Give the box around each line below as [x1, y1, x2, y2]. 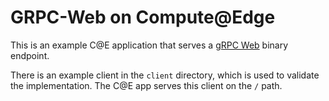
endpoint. [10, 49, 50, 61]
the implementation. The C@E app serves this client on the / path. [10, 79, 283, 91]
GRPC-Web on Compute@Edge [10, 6, 276, 29]
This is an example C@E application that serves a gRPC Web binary [10, 39, 289, 51]
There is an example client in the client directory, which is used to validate [10, 69, 320, 81]
